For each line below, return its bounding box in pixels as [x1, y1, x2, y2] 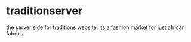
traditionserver [6, 4, 82, 18]
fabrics [6, 30, 24, 37]
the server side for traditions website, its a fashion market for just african [6, 24, 185, 31]
